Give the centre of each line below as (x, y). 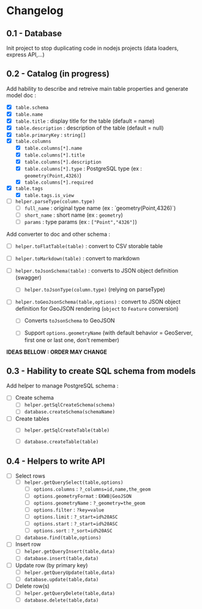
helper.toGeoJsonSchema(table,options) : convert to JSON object (98, 302)
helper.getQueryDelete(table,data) (69, 593)
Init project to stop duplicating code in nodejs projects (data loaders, (92, 48)
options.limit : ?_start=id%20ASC (76, 517)
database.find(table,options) (63, 538)
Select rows (30, 476)
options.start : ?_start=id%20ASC (76, 524)
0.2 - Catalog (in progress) (58, 74)
